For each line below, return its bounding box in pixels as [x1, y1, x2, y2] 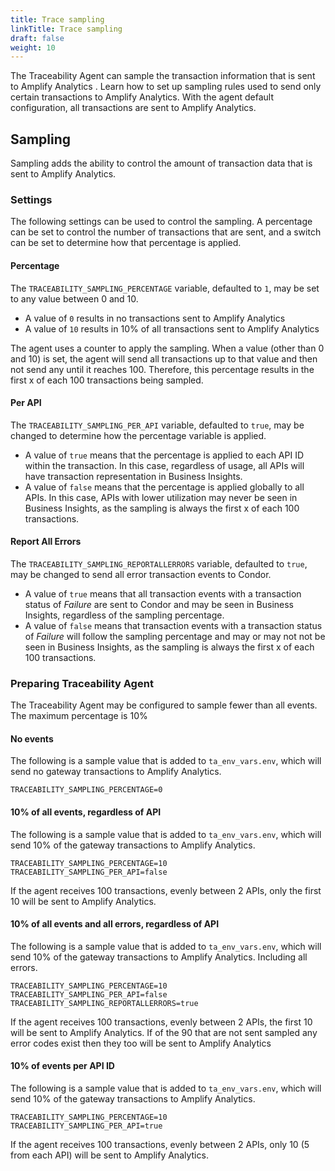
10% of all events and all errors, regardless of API [10, 918, 220, 930]
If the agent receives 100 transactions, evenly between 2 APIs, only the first [10, 884, 322, 896]
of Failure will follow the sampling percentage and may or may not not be [24, 630, 326, 642]
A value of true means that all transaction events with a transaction [24, 587, 302, 600]
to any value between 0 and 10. [10, 292, 139, 305]
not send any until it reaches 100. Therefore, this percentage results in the [10, 363, 315, 375]
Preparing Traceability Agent [10, 676, 154, 690]
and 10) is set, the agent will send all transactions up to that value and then [10, 352, 318, 365]
